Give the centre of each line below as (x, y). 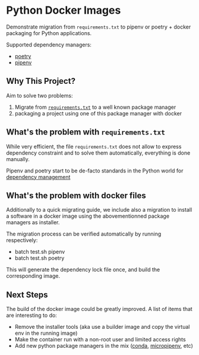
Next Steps (27, 295)
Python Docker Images (64, 10)
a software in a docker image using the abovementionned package (88, 216)
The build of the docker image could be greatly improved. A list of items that (99, 309)
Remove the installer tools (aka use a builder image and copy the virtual (102, 327)
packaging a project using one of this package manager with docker (98, 113)
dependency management (38, 177)
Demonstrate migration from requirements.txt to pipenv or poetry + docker (99, 27)
